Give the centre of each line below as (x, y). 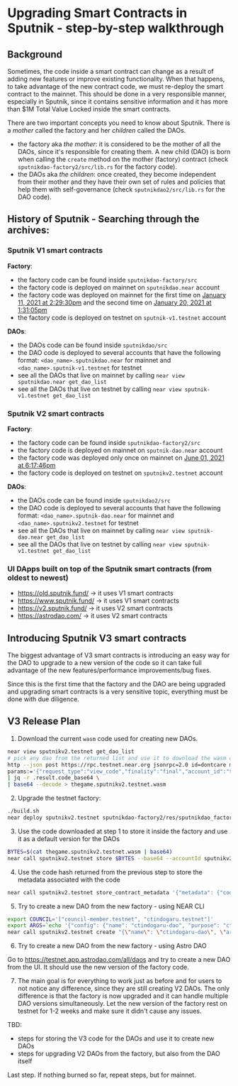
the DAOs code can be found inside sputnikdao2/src (94, 500)
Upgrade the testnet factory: (59, 798)
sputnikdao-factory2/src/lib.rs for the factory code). (97, 167)
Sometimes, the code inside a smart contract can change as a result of (110, 71)
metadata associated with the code (69, 879)
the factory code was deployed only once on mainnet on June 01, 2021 (121, 457)
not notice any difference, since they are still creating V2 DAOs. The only (124, 989)
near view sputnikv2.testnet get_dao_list (71, 751)
